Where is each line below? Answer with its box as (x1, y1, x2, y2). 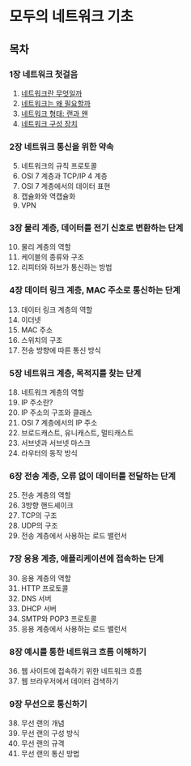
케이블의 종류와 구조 (20, 252, 84, 262)
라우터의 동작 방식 (20, 448, 78, 458)
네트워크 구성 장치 (20, 118, 78, 128)
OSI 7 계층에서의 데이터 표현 (20, 182, 111, 191)
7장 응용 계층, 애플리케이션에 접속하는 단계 (9, 553, 164, 564)
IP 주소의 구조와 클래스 (20, 408, 93, 417)
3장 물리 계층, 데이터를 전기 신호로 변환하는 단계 (9, 222, 184, 233)
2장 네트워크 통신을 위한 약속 (9, 141, 114, 152)
